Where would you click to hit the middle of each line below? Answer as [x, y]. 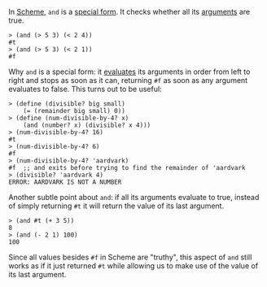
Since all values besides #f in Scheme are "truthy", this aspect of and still [130, 257]
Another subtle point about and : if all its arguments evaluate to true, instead [134, 197]
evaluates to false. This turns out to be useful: [85, 89]
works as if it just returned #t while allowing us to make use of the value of [133, 266]
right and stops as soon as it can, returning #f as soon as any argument [128, 80]
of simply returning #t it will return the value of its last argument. [116, 206]
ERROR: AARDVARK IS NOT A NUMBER [65, 182]
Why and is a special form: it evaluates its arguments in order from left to [129, 72]
